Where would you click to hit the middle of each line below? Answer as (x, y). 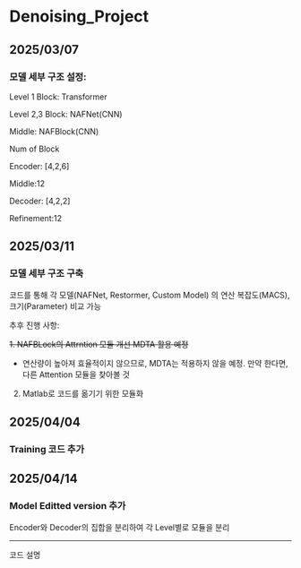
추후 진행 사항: (34, 325)
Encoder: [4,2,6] (39, 166)
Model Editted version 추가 (68, 506)
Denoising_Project (79, 17)
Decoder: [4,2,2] (40, 201)
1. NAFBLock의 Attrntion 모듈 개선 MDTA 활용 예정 (99, 344)
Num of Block (34, 149)
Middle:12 (27, 183)
